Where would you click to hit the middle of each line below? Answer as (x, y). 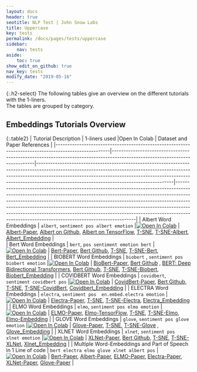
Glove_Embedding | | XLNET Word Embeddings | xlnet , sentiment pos (91, 331)
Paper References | (29, 145)
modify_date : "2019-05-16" (39, 77)
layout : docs (22, 11)
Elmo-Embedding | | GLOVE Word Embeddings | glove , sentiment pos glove (98, 319)
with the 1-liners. (26, 100)
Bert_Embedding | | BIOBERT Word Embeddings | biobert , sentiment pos (95, 257)
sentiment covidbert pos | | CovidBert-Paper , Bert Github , (96, 281)
